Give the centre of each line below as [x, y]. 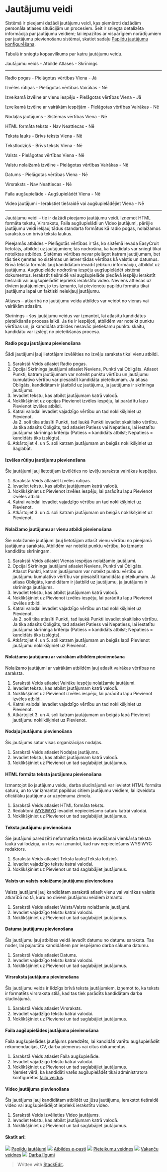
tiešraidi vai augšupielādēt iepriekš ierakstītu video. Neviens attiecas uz [79, 280]
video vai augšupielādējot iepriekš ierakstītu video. [57, 1105]
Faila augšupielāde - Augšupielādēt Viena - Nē [53, 194]
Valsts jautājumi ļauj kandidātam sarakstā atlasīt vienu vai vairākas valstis [80, 892]
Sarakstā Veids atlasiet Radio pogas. [49, 364]
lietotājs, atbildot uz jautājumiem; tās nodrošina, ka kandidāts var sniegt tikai [83, 248]
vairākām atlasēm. [24, 306]
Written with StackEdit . [41, 1164]
